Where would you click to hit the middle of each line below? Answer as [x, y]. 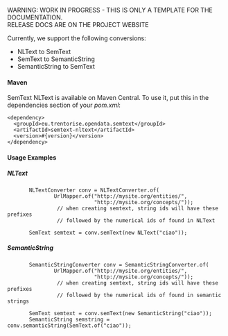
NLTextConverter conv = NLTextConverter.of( [94, 190]
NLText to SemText [44, 52]
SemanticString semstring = [69, 319]
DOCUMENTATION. [35, 17]
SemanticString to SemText [56, 66]
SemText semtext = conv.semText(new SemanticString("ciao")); [121, 313]
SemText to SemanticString [56, 59]
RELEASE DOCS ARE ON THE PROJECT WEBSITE [78, 25]
